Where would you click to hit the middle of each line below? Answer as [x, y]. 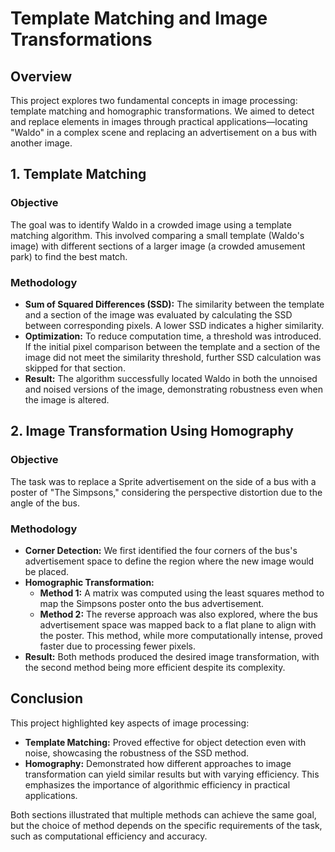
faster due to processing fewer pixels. [117, 646]
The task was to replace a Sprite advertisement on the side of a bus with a [163, 481]
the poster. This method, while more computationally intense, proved [181, 635]
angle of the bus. [45, 503]
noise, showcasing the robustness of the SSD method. [137, 753]
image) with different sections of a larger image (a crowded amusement [158, 246]
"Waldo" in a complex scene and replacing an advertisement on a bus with [164, 132]
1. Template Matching [78, 174]
